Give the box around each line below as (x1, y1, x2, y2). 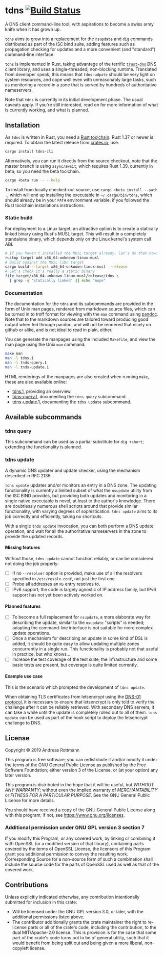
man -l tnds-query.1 (5, 360, 47, 365)
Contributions (5, 881, 48, 889)
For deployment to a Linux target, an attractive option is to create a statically (5, 226, 159, 232)
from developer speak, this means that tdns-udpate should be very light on (5, 71, 155, 77)
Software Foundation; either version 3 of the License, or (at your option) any (5, 767, 158, 773)
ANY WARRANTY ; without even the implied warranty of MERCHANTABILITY (5, 787, 158, 793)
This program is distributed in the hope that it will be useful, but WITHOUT (5, 781, 154, 787)
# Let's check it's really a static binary (5, 269, 95, 274)
